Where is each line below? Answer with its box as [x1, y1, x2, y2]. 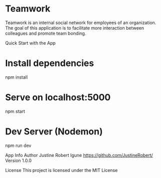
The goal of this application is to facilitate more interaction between [5, 25, 144, 31]
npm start [5, 108, 25, 114]
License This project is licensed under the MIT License [5, 167, 118, 173]
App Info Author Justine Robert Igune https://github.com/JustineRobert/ [5, 152, 153, 158]
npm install [5, 74, 28, 80]
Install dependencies [5, 58, 94, 69]
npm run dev [5, 142, 31, 148]
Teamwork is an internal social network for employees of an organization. [5, 20, 156, 26]
